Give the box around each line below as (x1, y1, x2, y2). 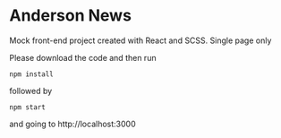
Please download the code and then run (9, 52, 157, 63)
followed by (9, 85, 53, 96)
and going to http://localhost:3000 (9, 118, 136, 129)
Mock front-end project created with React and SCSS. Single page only (9, 35, 272, 46)
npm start (9, 102, 47, 112)
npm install (9, 69, 54, 79)
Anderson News (9, 5, 132, 26)
